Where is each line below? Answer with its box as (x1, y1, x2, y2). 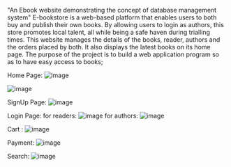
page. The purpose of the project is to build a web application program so (7, 50, 220, 58)
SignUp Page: (7, 98, 47, 106)
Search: (7, 152, 30, 160)
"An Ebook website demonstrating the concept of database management (7, 6, 217, 14)
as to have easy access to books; (7, 58, 103, 65)
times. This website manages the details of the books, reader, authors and (7, 35, 221, 44)
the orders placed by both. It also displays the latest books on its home (7, 43, 211, 51)
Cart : (7, 125, 24, 133)
